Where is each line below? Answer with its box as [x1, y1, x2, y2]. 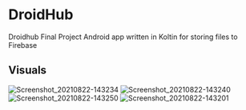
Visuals [8, 64, 46, 77]
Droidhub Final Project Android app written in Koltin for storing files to [8, 32, 238, 41]
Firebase [8, 40, 38, 49]
